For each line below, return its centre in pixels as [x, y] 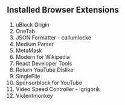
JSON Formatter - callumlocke [53, 37]
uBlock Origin [33, 24]
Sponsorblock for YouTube [49, 83]
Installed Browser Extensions [63, 10]
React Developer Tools [44, 63]
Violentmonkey [34, 95]
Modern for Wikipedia [43, 56]
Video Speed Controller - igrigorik [58, 89]
